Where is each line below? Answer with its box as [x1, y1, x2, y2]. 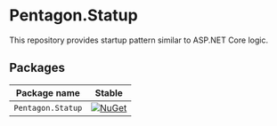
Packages [9, 60, 65, 75]
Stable [94, 86, 123, 98]
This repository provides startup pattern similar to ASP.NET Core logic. [9, 35, 269, 45]
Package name [16, 86, 80, 98]
